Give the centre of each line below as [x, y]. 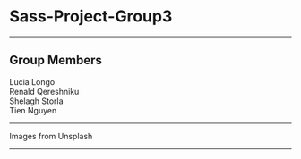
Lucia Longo [32, 81]
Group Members [56, 60]
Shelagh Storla [37, 101]
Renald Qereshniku [44, 91]
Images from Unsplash [51, 136]
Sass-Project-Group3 [91, 17]
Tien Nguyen [33, 110]
